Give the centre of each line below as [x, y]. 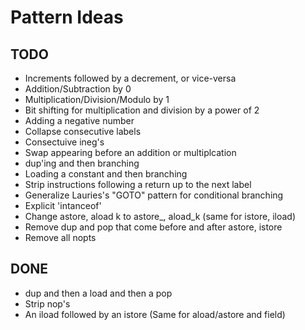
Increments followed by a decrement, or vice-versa [130, 78]
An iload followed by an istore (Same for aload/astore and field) [155, 314]
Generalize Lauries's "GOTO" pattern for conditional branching [154, 195]
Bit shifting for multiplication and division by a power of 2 [142, 110]
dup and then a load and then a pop [98, 293]
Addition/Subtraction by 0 [78, 89]
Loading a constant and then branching [106, 174]
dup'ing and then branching [82, 163]
